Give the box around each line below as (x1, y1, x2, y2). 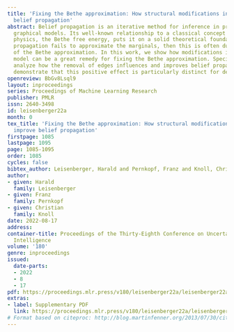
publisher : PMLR (7, 95, 54, 102)
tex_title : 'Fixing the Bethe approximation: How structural (7, 120, 189, 127)
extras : (7, 295, 30, 302)
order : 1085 (7, 152, 42, 160)
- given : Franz (7, 191, 52, 198)
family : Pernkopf (13, 198, 64, 205)
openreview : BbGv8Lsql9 (7, 74, 77, 82)
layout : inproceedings (7, 81, 73, 88)
